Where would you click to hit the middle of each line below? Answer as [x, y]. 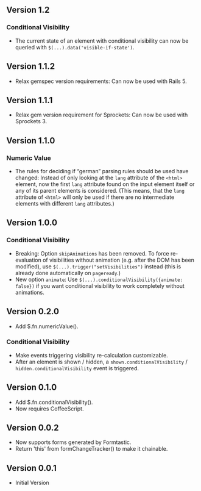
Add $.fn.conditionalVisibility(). [54, 402]
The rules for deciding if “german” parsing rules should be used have [102, 171]
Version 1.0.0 [32, 223]
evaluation [28, 260]
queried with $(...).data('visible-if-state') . [75, 47]
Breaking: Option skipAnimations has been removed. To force [92, 253]
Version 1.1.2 [31, 66]
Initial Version [32, 483]
